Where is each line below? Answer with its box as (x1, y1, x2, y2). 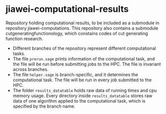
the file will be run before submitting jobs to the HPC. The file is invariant (12, 61, 161, 67)
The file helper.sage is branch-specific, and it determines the (12, 71, 138, 77)
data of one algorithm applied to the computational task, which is (12, 98, 146, 104)
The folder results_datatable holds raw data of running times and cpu (12, 87, 157, 93)
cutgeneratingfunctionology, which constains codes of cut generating (5, 30, 148, 36)
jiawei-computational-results (5, 3, 129, 15)
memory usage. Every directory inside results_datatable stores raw (12, 93, 153, 99)
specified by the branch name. (12, 103, 76, 109)
